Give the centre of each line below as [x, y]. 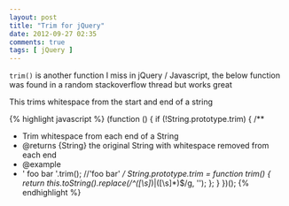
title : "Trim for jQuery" [57, 26]
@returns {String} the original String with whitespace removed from [145, 146]
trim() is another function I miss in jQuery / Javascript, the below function [145, 75]
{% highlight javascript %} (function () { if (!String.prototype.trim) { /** [137, 119]
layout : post [33, 17]
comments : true [37, 42]
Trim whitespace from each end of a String [100, 136]
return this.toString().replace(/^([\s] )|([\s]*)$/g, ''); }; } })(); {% [136, 183]
